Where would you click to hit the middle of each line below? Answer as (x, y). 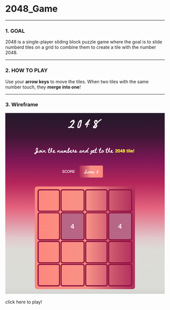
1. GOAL (15, 31)
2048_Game (32, 9)
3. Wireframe (22, 105)
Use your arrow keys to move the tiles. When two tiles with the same (77, 81)
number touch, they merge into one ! (43, 87)
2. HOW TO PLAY (27, 70)
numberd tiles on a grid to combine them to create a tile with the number (81, 47)
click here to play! (24, 302)
